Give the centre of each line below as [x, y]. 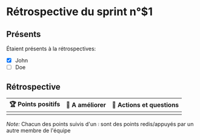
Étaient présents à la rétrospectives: [51, 48]
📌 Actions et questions [145, 105]
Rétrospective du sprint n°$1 [79, 12]
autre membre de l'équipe [38, 130]
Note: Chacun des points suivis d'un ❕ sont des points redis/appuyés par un [100, 124]
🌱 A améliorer [86, 105]
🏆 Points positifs [35, 104]
